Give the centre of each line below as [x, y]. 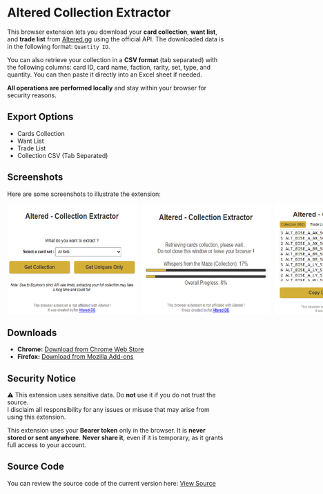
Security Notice [41, 378]
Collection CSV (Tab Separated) [62, 155]
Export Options [40, 117]
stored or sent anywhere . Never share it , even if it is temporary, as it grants [115, 438]
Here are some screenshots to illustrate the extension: [84, 194]
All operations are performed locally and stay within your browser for [107, 88]
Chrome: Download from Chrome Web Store [80, 349]
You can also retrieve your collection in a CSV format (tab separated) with [112, 59]
